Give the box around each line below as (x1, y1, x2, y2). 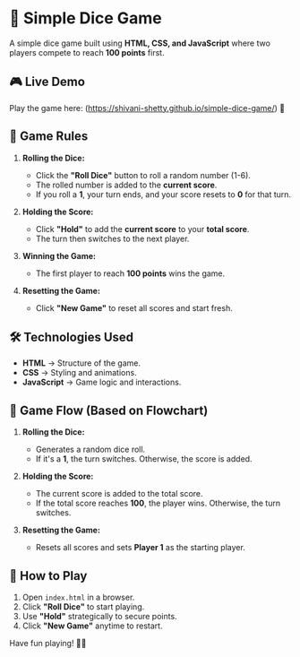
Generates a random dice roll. (35, 444, 146, 455)
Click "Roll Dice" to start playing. (21, 601, 145, 612)
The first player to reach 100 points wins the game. (35, 268, 226, 279)
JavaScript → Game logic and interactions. (21, 376, 182, 388)
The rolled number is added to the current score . (35, 179, 218, 190)
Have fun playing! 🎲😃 (9, 638, 87, 648)
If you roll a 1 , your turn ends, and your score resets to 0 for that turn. (35, 188, 292, 200)
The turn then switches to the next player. (35, 233, 190, 244)
